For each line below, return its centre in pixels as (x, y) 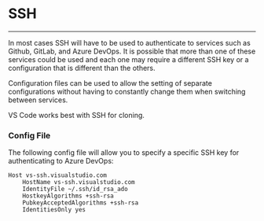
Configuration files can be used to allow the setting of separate (110, 83)
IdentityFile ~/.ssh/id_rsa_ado (75, 190)
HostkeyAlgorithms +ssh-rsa (68, 196)
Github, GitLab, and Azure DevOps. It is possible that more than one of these (132, 51)
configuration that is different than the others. (82, 68)
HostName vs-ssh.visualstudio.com (79, 182)
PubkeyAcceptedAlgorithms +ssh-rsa (81, 203)
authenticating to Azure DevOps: (61, 161)
